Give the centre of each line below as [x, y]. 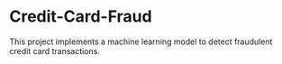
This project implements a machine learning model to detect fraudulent [141, 41]
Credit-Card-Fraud [81, 17]
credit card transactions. [55, 50]
